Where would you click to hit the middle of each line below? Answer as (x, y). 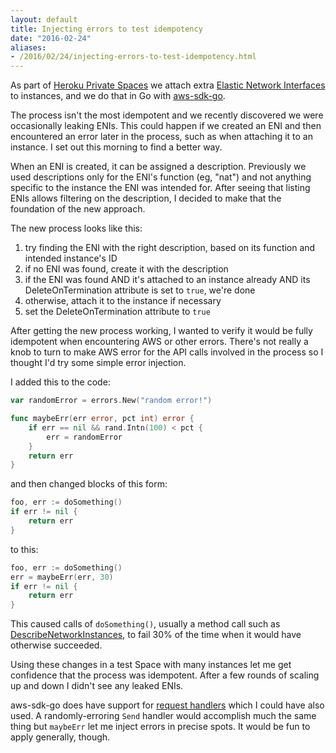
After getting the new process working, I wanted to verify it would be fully (161, 331)
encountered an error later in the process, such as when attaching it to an (161, 137)
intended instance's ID (71, 258)
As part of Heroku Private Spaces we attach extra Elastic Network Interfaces (168, 85)
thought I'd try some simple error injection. (98, 363)
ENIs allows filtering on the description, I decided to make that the (146, 198)
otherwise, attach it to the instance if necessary (123, 301)
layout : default (44, 19)
